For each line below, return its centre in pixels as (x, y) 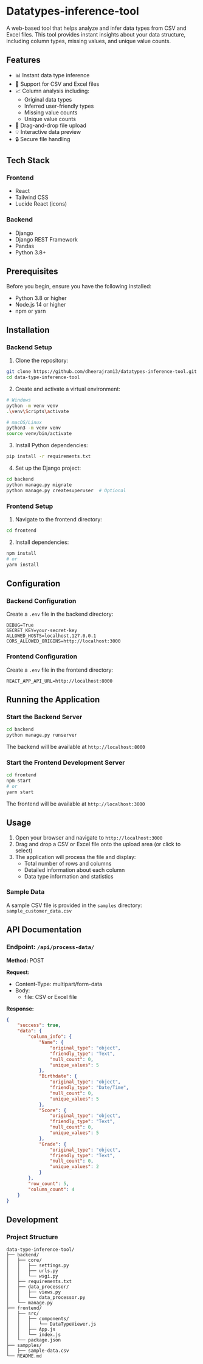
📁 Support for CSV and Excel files (57, 84)
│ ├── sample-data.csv (38, 1351)
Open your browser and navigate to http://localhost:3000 (89, 837)
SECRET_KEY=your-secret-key (42, 631)
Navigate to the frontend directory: (58, 520)
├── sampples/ (24, 1346)
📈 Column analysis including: (52, 91)
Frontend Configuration (42, 656)
